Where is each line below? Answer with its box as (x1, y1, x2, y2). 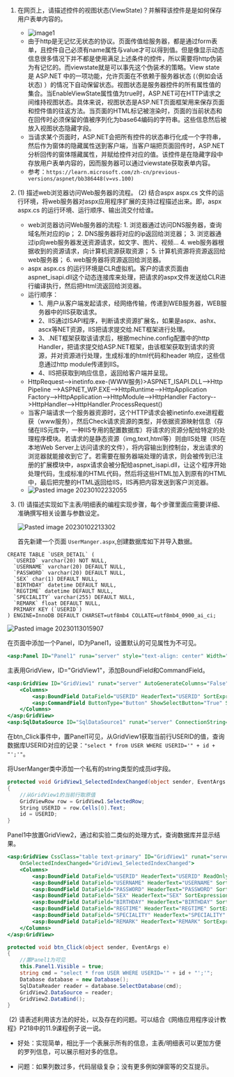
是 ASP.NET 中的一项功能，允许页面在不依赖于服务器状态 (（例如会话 (27, 72, 223, 80)
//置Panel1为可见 (19, 956, 66, 963)
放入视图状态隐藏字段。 (27, 124, 95, 132)
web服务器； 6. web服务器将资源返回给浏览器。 (27, 256, 165, 263)
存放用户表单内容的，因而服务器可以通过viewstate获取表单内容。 (27, 159, 214, 167)
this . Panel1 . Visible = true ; (19, 963, 104, 970)
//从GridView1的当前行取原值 (19, 791, 96, 798)
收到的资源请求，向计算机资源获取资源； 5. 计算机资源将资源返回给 (33, 247, 226, 255)
